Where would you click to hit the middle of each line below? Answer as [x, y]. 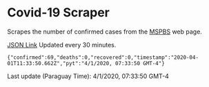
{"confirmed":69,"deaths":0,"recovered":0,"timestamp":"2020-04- [103, 57]
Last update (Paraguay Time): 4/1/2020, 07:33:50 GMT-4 [88, 76]
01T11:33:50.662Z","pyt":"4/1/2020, [60, 63]
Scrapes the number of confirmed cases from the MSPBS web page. [104, 32]
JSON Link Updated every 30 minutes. [62, 45]
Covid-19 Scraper [59, 13]
